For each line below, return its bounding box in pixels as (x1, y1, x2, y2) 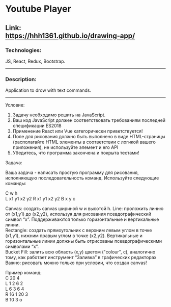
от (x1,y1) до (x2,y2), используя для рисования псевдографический (5, 211, 152, 217)
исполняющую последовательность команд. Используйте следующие (5, 175, 159, 181)
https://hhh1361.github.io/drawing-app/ (5, 31, 135, 40)
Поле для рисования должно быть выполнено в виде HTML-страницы (12, 134, 165, 140)
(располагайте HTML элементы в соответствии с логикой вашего (12, 139, 156, 145)
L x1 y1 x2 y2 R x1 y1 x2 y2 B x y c (5, 196, 75, 202)
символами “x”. (5, 243, 39, 250)
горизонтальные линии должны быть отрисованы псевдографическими (5, 238, 162, 244)
